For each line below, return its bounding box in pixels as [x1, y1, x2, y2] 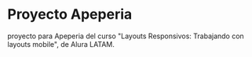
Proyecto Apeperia [7, 5, 133, 23]
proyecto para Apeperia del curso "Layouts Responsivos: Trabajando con [7, 31, 244, 41]
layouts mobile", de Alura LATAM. [7, 39, 115, 48]
